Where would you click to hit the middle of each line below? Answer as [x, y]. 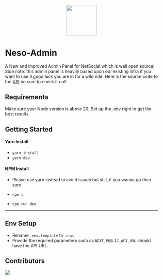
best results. [17, 114]
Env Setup [21, 224]
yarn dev [21, 158]
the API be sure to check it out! [36, 82]
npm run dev [24, 204]
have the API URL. [30, 245]
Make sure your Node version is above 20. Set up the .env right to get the [78, 109]
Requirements [27, 97]
